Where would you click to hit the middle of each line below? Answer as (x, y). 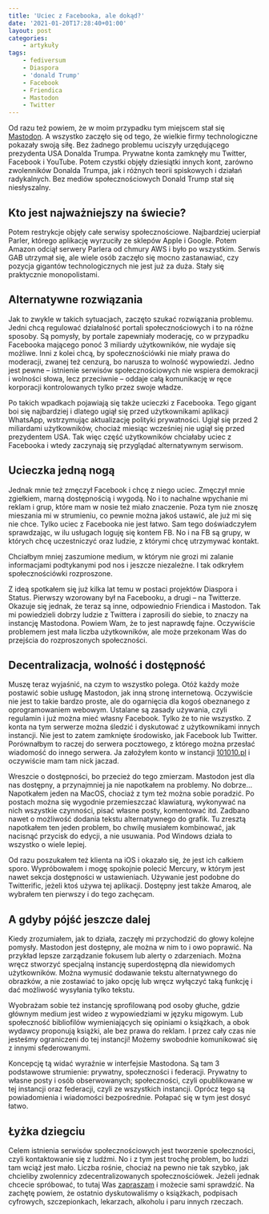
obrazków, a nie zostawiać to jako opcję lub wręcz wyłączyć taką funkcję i (130, 982)
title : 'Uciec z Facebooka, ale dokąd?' (77, 16)
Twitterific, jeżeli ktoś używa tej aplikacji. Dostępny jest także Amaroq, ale (130, 885)
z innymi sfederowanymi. (50, 1048)
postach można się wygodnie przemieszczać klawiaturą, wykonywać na (127, 802)
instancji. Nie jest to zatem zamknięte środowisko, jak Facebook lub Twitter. (133, 736)
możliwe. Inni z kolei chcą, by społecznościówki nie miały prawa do (119, 353)
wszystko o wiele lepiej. (48, 845)
